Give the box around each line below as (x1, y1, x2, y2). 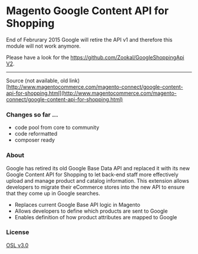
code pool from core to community (14, 124, 100, 131)
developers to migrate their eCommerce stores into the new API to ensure (6, 183, 185, 190)
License (6, 228, 29, 236)
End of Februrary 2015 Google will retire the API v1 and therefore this (6, 36, 173, 43)
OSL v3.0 (6, 242, 29, 249)
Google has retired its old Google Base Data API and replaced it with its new (6, 164, 190, 171)
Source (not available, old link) (6, 77, 80, 84)
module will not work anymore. (6, 42, 81, 50)
